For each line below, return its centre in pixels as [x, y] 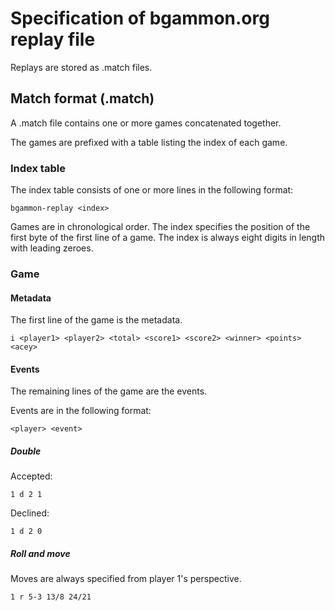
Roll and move [40, 553]
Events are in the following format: [81, 411]
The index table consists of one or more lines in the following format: [152, 190]
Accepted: [31, 476]
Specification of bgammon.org [140, 18]
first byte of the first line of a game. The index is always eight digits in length [168, 238]
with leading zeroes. [52, 248]
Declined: [30, 513]
